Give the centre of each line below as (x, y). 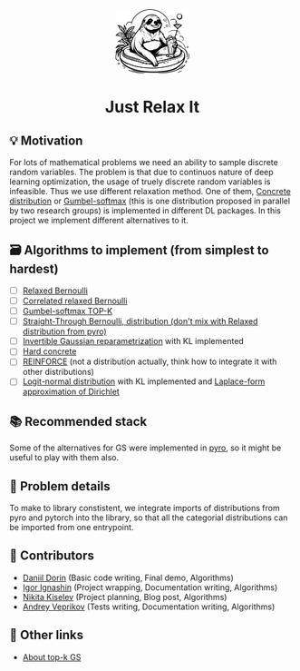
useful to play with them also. (64, 458)
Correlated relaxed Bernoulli (75, 301)
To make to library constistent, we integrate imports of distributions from (145, 508)
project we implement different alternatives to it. (99, 221)
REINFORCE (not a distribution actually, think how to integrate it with (150, 361)
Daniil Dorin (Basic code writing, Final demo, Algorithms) (128, 577)
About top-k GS (52, 656)
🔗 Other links (47, 635)
